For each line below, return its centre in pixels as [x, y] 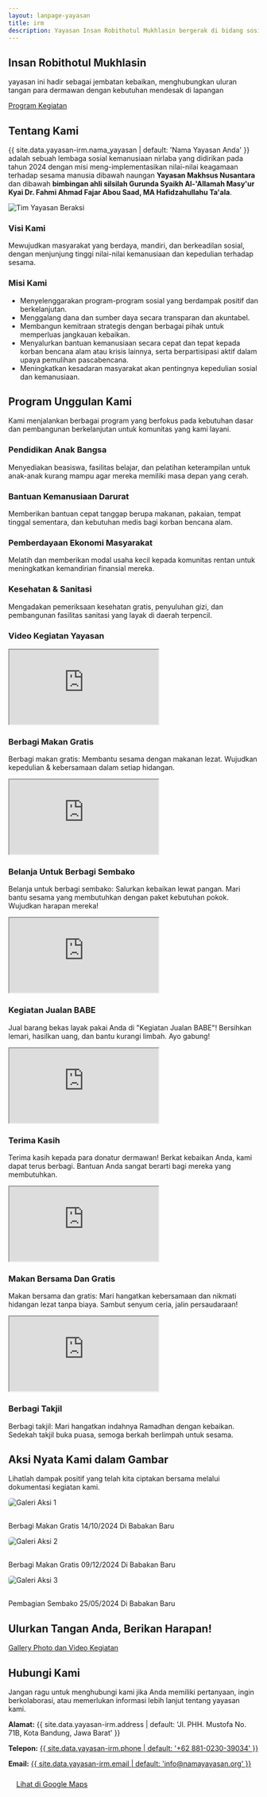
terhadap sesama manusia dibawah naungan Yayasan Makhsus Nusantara [132, 175]
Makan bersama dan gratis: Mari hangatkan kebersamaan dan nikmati [122, 1296]
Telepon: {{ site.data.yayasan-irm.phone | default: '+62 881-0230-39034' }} [133, 1748]
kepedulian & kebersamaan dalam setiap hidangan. [91, 768]
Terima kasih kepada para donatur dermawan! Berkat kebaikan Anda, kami [130, 1158]
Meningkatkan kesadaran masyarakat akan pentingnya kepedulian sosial [138, 368]
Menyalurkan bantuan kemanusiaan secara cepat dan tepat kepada [130, 342]
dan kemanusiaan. [50, 377]
